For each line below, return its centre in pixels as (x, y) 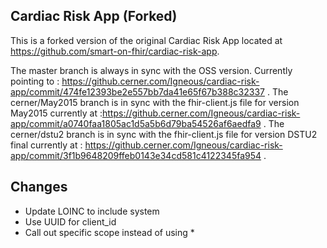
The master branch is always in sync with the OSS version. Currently (151, 70)
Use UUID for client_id (70, 221)
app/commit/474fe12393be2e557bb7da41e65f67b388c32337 (137, 91)
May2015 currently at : (56, 113)
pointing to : (35, 81)
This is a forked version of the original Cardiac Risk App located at (146, 40)
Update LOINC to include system (92, 211)
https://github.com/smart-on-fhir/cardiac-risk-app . (115, 51)
